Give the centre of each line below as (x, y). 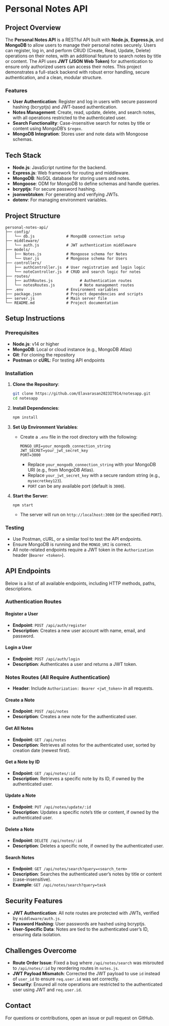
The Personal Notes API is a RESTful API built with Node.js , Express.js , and (84, 40)
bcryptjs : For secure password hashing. (54, 189)
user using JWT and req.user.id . (47, 989)
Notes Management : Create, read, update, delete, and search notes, (84, 113)
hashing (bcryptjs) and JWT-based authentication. (65, 107)
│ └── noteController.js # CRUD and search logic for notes (73, 272)
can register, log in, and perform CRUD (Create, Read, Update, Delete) (78, 50)
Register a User (22, 614)
